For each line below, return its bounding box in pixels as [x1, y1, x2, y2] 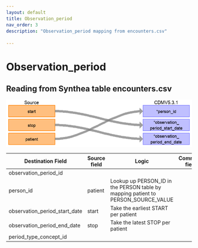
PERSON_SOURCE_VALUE [110, 196, 174, 203]
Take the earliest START [110, 205, 169, 212]
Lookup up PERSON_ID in [110, 177, 172, 185]
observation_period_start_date [8, 207, 82, 215]
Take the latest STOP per [110, 219, 171, 226]
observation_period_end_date [8, 222, 81, 229]
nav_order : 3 [6, 22, 38, 28]
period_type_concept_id [8, 233, 67, 240]
